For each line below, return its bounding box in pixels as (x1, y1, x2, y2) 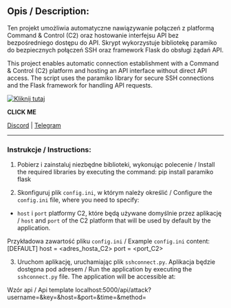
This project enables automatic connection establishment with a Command (7, 59, 219, 68)
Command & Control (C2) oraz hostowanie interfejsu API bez (7, 31, 179, 39)
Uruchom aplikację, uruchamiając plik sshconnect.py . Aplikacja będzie (16, 258, 215, 266)
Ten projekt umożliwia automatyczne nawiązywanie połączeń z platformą (7, 23, 214, 32)
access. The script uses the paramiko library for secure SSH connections (7, 74, 214, 82)
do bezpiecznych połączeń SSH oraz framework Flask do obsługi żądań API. (7, 45, 224, 54)
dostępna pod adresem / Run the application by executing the (16, 265, 192, 274)
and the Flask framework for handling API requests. (7, 81, 153, 89)
